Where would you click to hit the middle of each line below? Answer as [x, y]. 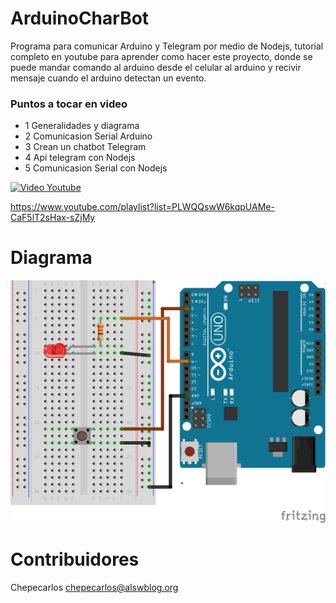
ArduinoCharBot [80, 18]
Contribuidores [75, 559]
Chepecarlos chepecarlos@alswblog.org [94, 587]
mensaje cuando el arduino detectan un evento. [108, 78]
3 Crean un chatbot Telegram [85, 147]
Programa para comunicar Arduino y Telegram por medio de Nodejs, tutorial [167, 46]
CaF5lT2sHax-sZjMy [53, 218]
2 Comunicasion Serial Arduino [88, 136]
